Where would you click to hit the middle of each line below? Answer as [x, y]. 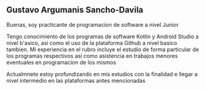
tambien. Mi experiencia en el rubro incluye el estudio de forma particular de [103, 49]
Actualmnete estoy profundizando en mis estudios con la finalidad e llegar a [102, 74]
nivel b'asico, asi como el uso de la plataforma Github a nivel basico [92, 43]
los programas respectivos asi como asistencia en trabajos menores [92, 56]
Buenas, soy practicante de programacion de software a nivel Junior [92, 24]
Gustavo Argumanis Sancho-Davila [75, 10]
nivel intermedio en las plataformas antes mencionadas [76, 80]
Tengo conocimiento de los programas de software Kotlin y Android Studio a [102, 36]
